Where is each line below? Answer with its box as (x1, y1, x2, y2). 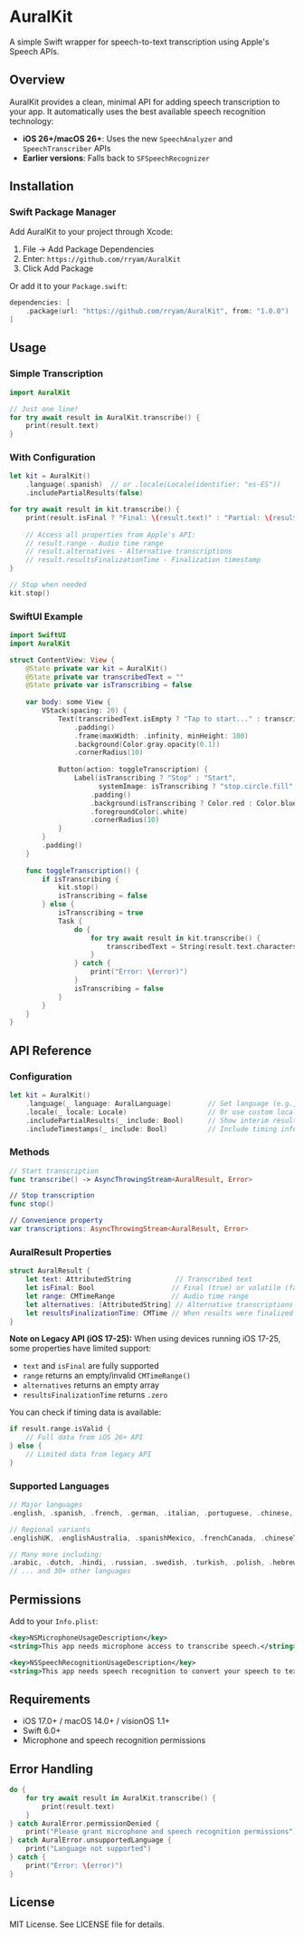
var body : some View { (25, 698, 111, 707)
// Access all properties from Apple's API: (25, 530, 196, 539)
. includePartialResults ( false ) (25, 489, 144, 498)
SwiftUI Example (9, 610, 83, 623)
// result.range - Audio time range (25, 538, 165, 547)
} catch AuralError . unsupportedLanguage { (9, 1835, 172, 1845)
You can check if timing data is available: (9, 1407, 161, 1418)
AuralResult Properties (9, 1245, 112, 1258)
